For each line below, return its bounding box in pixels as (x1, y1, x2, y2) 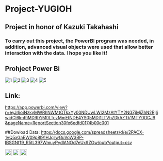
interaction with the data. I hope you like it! (5, 50, 108, 56)
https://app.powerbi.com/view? (5, 105, 68, 110)
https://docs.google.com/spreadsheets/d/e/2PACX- (41, 129, 145, 135)
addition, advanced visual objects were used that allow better (5, 43, 153, 50)
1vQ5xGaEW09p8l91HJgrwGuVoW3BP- (5, 135, 84, 141)
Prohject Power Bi (5, 64, 60, 72)
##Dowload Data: (5, 129, 40, 135)
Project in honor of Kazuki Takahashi (5, 23, 119, 31)
